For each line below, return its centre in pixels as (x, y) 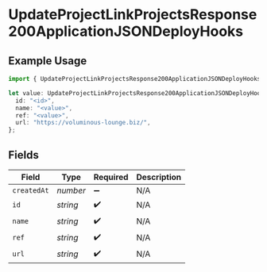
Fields (24, 155)
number (71, 190)
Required (111, 177)
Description (159, 177)
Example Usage (48, 61)
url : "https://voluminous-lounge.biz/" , (83, 123)
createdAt (31, 190)
